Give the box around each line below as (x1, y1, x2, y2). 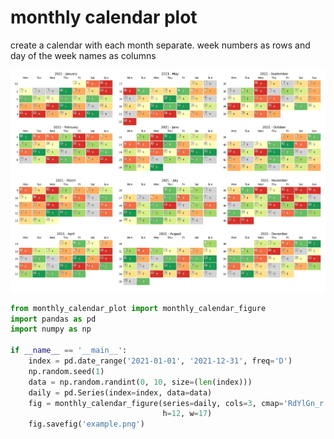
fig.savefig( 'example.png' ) (28, 419, 145, 430)
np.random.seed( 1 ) (28, 366, 105, 376)
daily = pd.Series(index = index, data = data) (28, 387, 213, 398)
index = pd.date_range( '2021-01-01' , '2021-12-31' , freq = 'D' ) (28, 356, 293, 366)
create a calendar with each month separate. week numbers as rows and (10, 39, 311, 51)
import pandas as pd (10, 314, 97, 324)
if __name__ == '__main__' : (10, 346, 128, 356)
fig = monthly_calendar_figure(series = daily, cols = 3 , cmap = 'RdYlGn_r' (28, 398, 329, 408)
